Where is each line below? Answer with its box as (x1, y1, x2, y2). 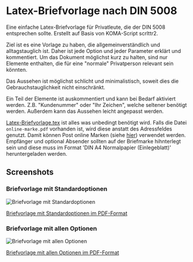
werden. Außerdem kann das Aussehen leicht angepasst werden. (6, 108, 164, 115)
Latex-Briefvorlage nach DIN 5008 (6, 4, 178, 18)
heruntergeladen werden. (6, 150, 67, 157)
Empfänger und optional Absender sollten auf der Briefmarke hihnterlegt (6, 137, 181, 145)
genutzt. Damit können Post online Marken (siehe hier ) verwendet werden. (6, 131, 186, 139)
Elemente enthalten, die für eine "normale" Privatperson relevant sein (6, 60, 174, 67)
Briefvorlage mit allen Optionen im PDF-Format (6, 248, 119, 256)
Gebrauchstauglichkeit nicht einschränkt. (6, 83, 106, 90)
